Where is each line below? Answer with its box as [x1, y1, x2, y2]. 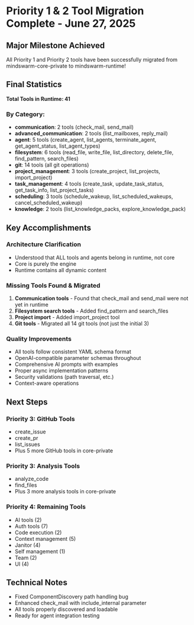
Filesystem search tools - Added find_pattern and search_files [14, 307, 169, 315]
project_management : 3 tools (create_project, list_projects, [14, 168, 161, 175]
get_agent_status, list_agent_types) [14, 142, 101, 149]
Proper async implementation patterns [14, 367, 108, 374]
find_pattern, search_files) [14, 155, 79, 162]
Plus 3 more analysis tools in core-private [14, 488, 117, 495]
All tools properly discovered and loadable [14, 606, 118, 613]
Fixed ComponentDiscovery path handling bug [14, 593, 129, 600]
